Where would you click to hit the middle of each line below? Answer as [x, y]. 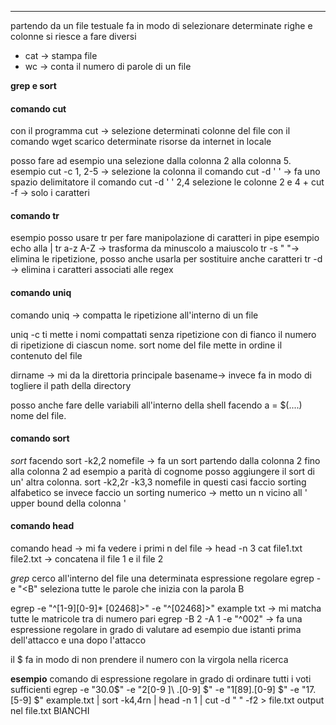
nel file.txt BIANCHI [50, 711]
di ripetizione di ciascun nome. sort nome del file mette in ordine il [146, 345]
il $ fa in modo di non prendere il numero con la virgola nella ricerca [149, 660]
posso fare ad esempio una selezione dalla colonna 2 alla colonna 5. [151, 161]
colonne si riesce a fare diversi [73, 36]
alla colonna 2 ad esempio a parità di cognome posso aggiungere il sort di [163, 471]
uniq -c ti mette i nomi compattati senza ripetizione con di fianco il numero [163, 334]
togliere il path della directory [71, 385]
